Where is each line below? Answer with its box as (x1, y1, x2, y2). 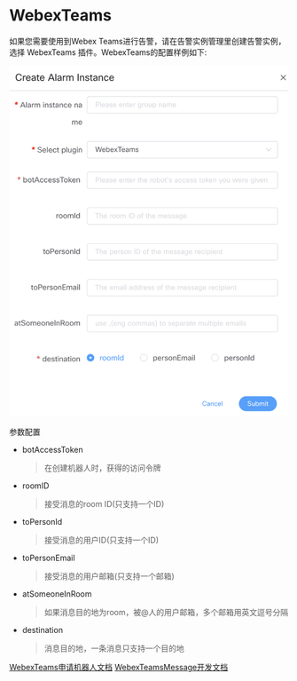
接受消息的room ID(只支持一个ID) (43, 499, 165, 510)
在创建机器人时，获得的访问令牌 (43, 463, 161, 473)
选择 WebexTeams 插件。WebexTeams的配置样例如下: (9, 46, 207, 58)
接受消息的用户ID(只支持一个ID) (43, 535, 160, 546)
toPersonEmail (21, 552, 75, 564)
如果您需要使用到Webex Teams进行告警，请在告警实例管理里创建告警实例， (9, 36, 286, 46)
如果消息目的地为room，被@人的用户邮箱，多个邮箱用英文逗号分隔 (43, 607, 289, 618)
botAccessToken (21, 445, 84, 455)
